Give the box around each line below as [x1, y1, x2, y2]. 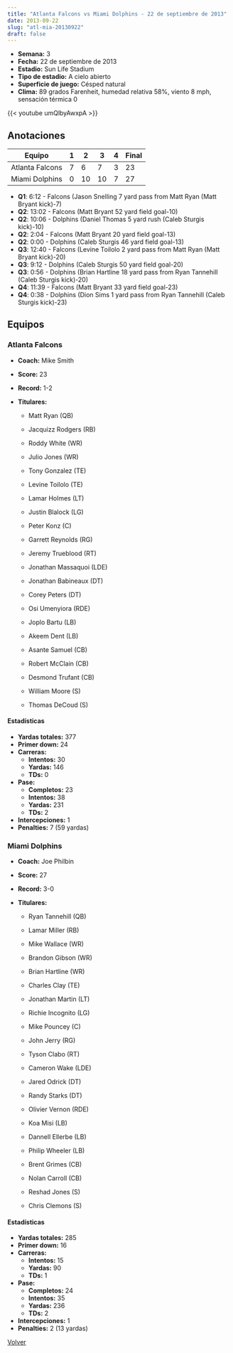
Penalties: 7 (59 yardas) [17, 823, 90, 832]
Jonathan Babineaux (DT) [28, 577, 104, 585]
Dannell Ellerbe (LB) [28, 1133, 87, 1141]
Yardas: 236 [28, 1302, 65, 1310]
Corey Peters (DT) [28, 590, 82, 599]
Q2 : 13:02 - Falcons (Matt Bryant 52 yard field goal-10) [17, 208, 178, 216]
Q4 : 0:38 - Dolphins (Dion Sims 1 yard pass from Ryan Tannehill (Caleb [17, 291, 225, 299]
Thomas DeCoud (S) [28, 700, 89, 709]
